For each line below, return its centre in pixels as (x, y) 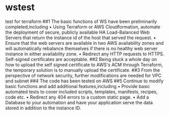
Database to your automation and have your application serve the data (79, 102)
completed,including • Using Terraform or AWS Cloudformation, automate (83, 26)
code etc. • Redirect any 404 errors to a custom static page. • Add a (77, 97)
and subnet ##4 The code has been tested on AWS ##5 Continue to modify (84, 81)
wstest (20, 7)
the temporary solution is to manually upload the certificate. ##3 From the (83, 70)
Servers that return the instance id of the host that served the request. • (81, 38)
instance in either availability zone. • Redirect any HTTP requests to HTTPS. (85, 54)
